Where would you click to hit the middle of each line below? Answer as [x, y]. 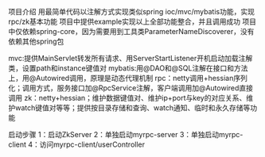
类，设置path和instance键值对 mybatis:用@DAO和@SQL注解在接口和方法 [128, 68]
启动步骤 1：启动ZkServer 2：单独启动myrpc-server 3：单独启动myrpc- [126, 134]
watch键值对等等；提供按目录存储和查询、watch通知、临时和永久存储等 [132, 108]
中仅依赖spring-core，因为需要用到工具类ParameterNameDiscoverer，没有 [131, 31]
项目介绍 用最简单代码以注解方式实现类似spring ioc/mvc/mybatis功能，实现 [131, 11]
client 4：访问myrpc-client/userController [77, 144]
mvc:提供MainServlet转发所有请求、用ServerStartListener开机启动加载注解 [131, 58]
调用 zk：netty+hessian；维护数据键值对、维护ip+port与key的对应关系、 [127, 98]
